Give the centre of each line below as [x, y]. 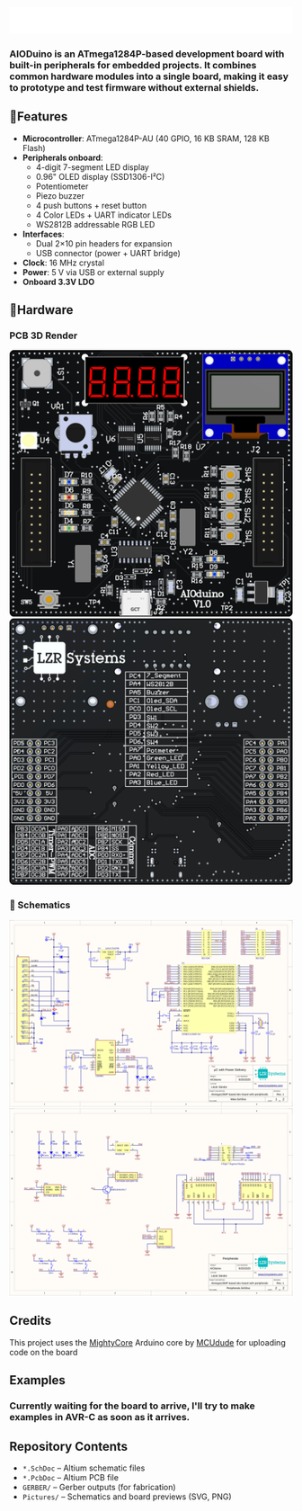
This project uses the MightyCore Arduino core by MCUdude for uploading [147, 1342]
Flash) [34, 148]
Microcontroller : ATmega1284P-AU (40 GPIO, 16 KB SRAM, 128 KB [146, 139]
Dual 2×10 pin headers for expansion [104, 243]
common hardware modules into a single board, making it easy [149, 76]
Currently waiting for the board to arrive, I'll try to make [133, 1406]
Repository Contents [69, 1446]
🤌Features [39, 116]
